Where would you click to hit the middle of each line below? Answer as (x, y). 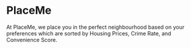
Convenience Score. (32, 40)
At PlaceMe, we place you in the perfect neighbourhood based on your (95, 27)
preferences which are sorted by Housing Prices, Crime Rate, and (89, 33)
